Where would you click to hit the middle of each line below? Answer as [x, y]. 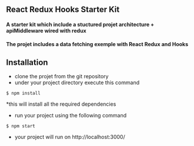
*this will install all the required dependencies [61, 104]
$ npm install [24, 93]
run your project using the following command [71, 116]
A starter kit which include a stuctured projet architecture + [80, 24]
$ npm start [21, 126]
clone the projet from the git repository [61, 77]
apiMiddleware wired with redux [46, 30]
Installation [27, 62]
